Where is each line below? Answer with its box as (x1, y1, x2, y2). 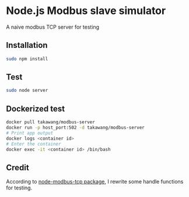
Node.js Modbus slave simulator (6, 4, 166, 18)
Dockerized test (6, 103, 65, 113)
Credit (6, 163, 29, 172)
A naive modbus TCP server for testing (6, 23, 100, 30)
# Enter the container (6, 141, 61, 147)
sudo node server (6, 88, 48, 94)
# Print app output (6, 130, 54, 136)
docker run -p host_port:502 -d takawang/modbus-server (6, 125, 145, 130)
